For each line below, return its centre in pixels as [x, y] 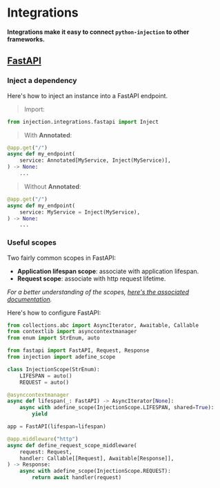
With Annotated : [48, 135]
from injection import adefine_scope [61, 357]
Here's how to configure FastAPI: [54, 312]
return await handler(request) [77, 478]
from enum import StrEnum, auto [53, 338]
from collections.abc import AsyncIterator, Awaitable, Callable [103, 325]
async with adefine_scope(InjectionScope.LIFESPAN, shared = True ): [117, 408]
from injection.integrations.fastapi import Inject [83, 122]
